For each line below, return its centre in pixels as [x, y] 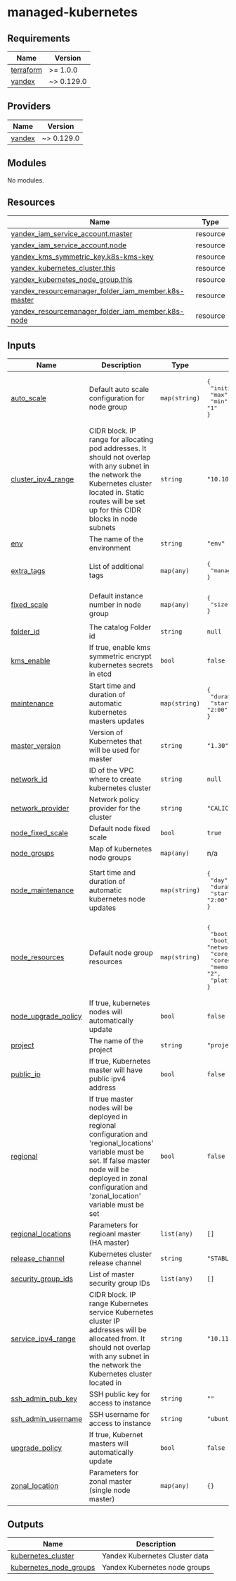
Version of [106, 732]
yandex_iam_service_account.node [69, 245]
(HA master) [109, 1243]
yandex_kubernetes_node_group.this [72, 280]
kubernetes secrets [121, 665]
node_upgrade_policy [46, 1016]
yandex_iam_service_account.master [72, 234]
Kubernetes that [116, 742]
